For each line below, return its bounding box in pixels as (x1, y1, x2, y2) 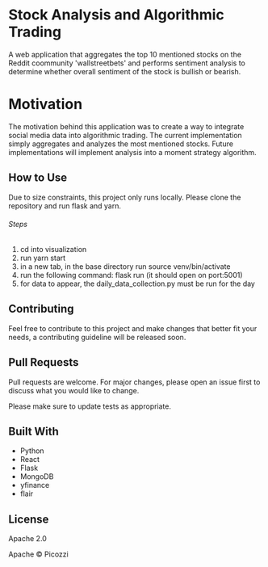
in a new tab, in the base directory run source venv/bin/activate (19, 261, 232, 271)
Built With (8, 424, 59, 438)
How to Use (8, 171, 68, 185)
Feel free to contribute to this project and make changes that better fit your (8, 323, 258, 333)
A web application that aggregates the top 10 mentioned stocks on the (8, 49, 242, 59)
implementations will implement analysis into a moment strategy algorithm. (8, 147, 257, 157)
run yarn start (19, 253, 66, 262)
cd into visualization (19, 244, 87, 254)
